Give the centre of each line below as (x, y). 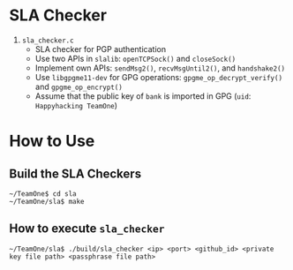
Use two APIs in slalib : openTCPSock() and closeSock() (135, 58)
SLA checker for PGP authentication (100, 49)
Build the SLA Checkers (75, 173)
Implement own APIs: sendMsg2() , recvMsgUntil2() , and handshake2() (160, 68)
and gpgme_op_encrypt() (79, 86)
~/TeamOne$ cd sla (43, 194)
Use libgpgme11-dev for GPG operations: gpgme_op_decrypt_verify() (159, 77)
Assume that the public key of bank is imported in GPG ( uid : (143, 96)
